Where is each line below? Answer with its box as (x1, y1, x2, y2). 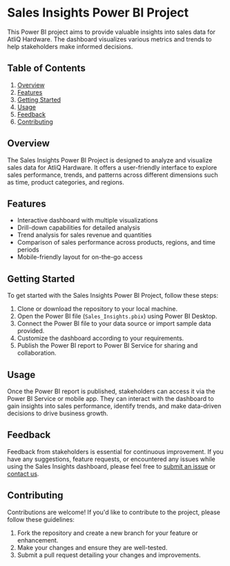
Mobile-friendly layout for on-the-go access (17, 253, 143, 261)
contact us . (7, 469, 39, 478)
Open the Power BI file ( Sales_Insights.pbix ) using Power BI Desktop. (17, 312, 218, 321)
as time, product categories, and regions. (7, 178, 124, 186)
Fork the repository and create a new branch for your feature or (17, 529, 198, 537)
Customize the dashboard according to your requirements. (17, 334, 184, 343)
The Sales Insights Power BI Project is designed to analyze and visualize (7, 155, 213, 164)
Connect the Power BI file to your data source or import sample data (17, 319, 212, 328)
